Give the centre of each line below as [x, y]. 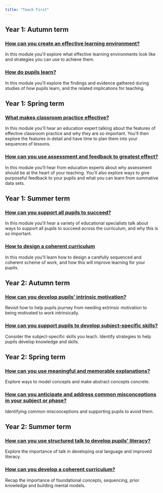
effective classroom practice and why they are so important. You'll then [77, 134]
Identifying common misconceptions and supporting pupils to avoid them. [80, 411]
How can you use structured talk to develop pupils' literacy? [78, 440]
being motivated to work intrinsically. [42, 313]
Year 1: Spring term [35, 103]
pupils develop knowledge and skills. [42, 342]
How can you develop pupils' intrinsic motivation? [66, 297]
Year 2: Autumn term [37, 283]
